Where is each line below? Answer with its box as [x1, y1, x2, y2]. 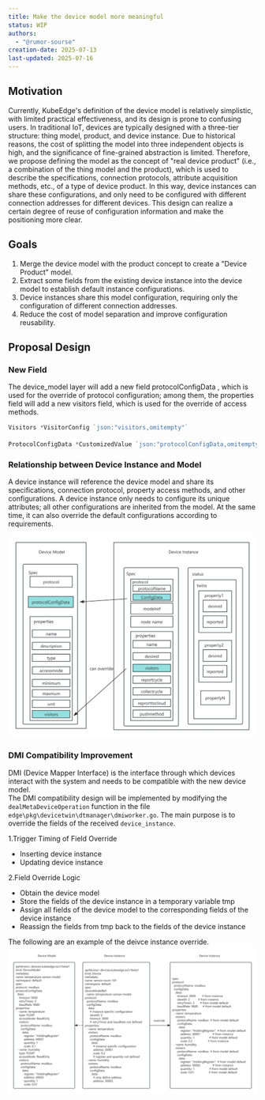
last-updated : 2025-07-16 [8, 55, 93, 62]
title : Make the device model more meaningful [8, 13, 164, 21]
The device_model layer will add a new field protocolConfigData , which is [8, 382, 248, 391]
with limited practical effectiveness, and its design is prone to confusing [8, 114, 242, 123]
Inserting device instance [19, 849, 103, 858]
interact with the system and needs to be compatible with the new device [8, 776, 246, 786]
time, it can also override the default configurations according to [8, 511, 218, 520]
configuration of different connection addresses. [19, 301, 177, 310]
